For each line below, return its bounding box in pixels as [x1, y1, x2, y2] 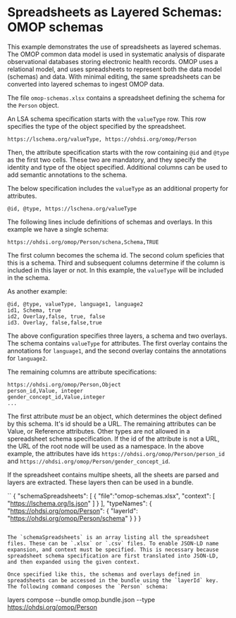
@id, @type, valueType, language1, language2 [7, 301, 143, 308]
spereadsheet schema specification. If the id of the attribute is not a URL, [7, 434, 220, 443]
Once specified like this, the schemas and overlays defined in [7, 571, 200, 578]
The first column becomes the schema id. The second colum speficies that [7, 251, 225, 259]
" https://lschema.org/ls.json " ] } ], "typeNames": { [7, 499, 152, 507]
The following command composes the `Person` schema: [7, 583, 169, 590]
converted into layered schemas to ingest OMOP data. [7, 80, 165, 88]
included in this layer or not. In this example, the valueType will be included [7, 265, 224, 275]
